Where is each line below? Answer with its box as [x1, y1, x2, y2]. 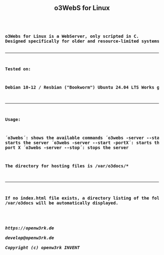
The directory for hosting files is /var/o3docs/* [5, 163, 129, 169]
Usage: [5, 117, 21, 122]
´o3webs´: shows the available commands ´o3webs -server [5, 135, 144, 141]
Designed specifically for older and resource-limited [5, 39, 139, 44]
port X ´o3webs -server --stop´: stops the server [5, 145, 129, 151]
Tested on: [5, 66, 31, 72]
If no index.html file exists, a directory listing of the [5, 195, 150, 201]
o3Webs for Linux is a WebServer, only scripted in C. [5, 34, 139, 39]
